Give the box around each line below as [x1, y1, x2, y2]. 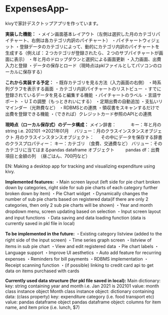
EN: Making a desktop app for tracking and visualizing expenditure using [5, 163, 155, 169]
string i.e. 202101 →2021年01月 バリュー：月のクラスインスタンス [5, 128, 144, 134]
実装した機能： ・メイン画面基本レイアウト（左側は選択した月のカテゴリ [5, 31, 156, 37]
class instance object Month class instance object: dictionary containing [5, 288, 154, 294]
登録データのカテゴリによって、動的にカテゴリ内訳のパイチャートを [19, 43, 159, 49]
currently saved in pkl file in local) [5, 220, 75, 226]
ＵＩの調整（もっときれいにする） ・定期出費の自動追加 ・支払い [24, 98, 158, 104]
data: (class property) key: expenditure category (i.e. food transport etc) [5, 293, 154, 299]
